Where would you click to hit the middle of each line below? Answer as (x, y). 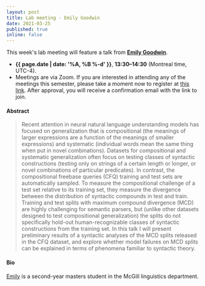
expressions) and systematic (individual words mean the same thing (107, 144)
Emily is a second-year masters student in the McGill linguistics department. (102, 276)
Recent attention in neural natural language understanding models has (110, 125)
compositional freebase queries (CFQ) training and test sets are (102, 177)
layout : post (23, 12)
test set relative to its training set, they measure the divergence (101, 190)
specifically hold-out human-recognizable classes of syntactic (100, 222)
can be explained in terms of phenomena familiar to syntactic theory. (108, 249)
